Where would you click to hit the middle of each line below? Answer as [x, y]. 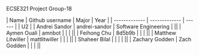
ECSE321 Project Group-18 [39, 9]
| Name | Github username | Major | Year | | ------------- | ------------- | [95, 20]
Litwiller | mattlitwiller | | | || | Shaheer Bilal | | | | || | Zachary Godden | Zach [99, 39]
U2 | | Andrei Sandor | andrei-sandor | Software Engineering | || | [101, 27]
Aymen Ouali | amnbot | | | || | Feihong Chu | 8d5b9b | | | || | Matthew [91, 33]
